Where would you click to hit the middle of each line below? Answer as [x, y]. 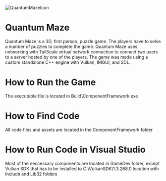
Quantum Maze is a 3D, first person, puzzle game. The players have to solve [83, 41]
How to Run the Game [51, 82]
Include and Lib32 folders [31, 174]
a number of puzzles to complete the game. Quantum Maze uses [71, 46]
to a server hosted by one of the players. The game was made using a [77, 57]
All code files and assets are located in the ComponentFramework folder [79, 130]
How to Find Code [42, 116]
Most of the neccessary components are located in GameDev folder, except [83, 163]
